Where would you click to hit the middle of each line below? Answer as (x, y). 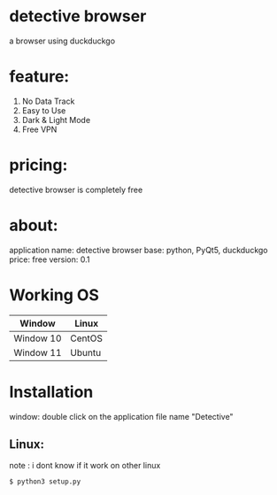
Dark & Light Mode (56, 120)
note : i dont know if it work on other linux (85, 466)
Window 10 (38, 338)
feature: (39, 77)
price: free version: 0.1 (50, 259)
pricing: (38, 165)
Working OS (54, 295)
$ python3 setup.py (45, 482)
